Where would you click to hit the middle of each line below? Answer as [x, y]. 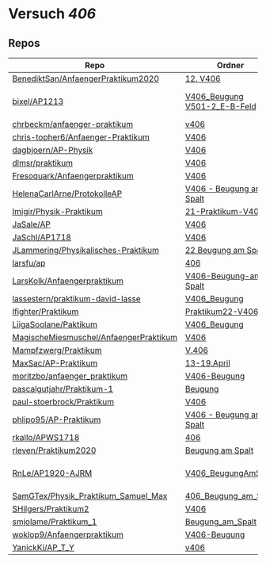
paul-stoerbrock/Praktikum [63, 402]
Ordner [230, 65]
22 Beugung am [215, 250]
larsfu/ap [29, 263]
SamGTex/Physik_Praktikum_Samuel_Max [90, 496]
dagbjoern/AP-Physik [53, 150]
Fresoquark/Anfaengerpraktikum [73, 176]
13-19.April [208, 363]
